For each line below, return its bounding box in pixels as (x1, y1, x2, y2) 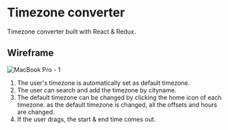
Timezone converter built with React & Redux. (7, 27, 136, 36)
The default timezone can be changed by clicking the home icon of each (16, 93, 222, 101)
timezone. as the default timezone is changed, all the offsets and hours (16, 101, 218, 109)
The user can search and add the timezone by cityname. (16, 86, 177, 94)
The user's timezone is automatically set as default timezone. (16, 79, 190, 87)
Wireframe (7, 47, 54, 59)
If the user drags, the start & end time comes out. (16, 115, 156, 123)
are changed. (16, 107, 55, 116)
